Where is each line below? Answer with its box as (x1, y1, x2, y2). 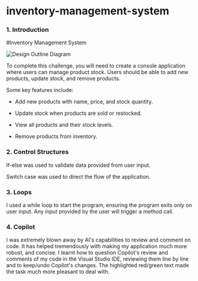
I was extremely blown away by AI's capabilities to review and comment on (6, 236, 191, 243)
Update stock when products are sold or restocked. (14, 109, 142, 117)
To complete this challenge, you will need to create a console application (6, 62, 185, 69)
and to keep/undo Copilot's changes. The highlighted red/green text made (6, 262, 190, 269)
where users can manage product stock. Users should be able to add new (6, 69, 188, 76)
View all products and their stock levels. (14, 121, 114, 129)
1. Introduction (6, 26, 49, 34)
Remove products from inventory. (14, 133, 98, 140)
